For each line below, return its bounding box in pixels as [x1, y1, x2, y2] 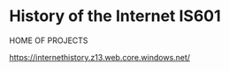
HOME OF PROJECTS [9, 35, 88, 46]
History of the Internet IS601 [9, 6, 221, 26]
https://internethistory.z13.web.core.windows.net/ [9, 52, 191, 62]
